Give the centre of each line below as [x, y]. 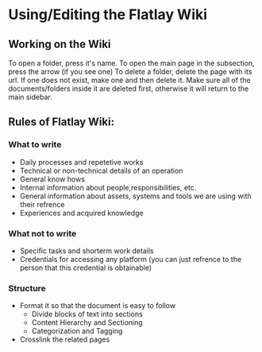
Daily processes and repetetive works [81, 162]
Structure [27, 288]
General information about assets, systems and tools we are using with [135, 196]
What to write [35, 145]
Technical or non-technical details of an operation [101, 170]
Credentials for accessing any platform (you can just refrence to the [131, 259]
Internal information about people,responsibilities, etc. [108, 187]
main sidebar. [31, 97]
